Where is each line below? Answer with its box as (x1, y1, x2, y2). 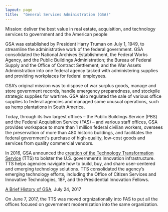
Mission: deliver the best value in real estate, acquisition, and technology (5, 26, 156, 32)
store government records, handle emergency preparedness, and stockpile (5, 88, 160, 94)
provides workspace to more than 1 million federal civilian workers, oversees (5, 124, 163, 130)
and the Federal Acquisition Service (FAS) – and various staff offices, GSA (5, 119, 158, 125)
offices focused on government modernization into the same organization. (5, 201, 159, 207)
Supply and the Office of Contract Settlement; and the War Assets (5, 62, 141, 68)
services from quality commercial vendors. (5, 140, 94, 146)
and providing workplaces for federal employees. (5, 73, 107, 79)
